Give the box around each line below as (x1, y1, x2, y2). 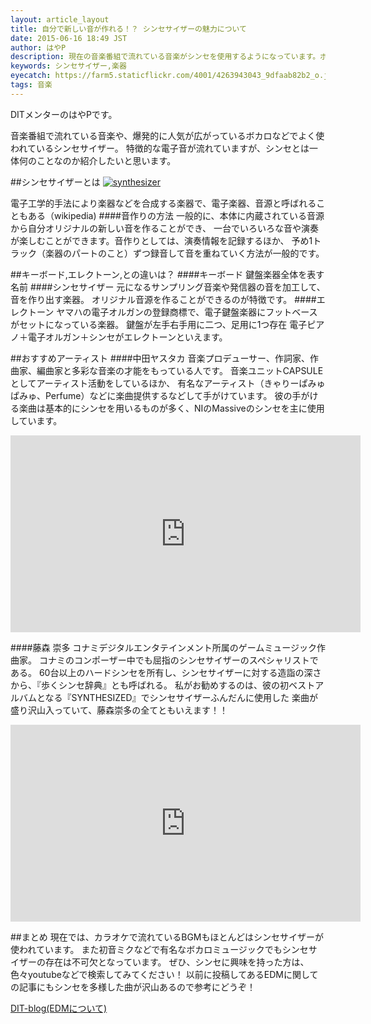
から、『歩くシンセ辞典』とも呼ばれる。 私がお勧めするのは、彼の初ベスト (10, 679, 316, 691)
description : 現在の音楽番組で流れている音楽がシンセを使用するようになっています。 (10, 52, 321, 62)
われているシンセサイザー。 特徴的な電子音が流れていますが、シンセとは (10, 142, 310, 154)
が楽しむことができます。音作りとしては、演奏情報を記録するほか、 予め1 (10, 234, 313, 246)
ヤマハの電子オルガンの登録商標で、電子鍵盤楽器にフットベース (56, 306, 318, 318)
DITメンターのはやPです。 (10, 108, 118, 120)
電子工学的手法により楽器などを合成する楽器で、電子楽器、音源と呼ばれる (10, 197, 317, 209)
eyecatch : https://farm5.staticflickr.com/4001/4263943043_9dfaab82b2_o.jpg (10, 71, 338, 81)
